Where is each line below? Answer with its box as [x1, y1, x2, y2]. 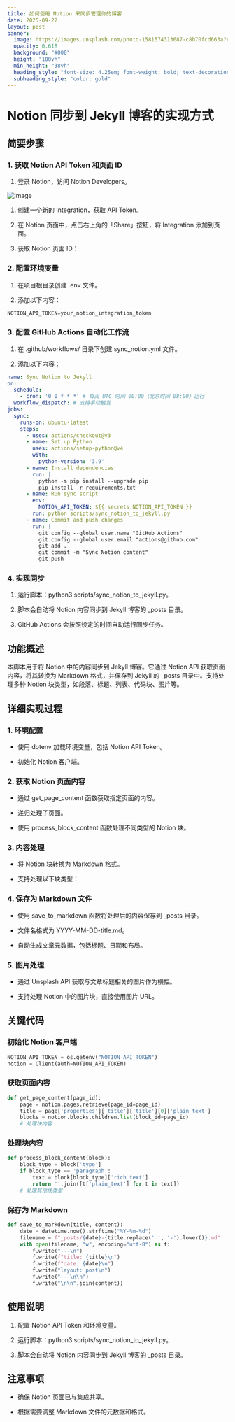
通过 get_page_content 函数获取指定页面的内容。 [17, 794, 159, 802]
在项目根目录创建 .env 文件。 [17, 280, 101, 289]
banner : [7, 29, 30, 37]
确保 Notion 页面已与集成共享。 [17, 1393, 108, 1401]
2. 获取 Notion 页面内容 [7, 776, 86, 786]
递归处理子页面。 [17, 809, 67, 817]
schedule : [13, 386, 42, 394]
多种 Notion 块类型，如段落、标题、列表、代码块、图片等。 [13, 680, 183, 689]
